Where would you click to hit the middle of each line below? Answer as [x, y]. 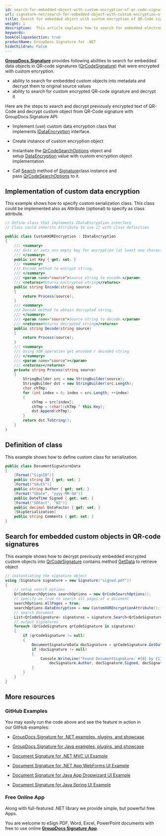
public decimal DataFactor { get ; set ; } [57, 508]
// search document [34, 612]
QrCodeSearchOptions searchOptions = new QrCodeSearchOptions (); [83, 594]
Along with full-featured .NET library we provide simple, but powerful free [80, 808]
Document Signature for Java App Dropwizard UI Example [71, 775]
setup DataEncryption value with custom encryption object [72, 156]
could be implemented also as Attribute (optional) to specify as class [75, 209]
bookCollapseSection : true [33, 38]
